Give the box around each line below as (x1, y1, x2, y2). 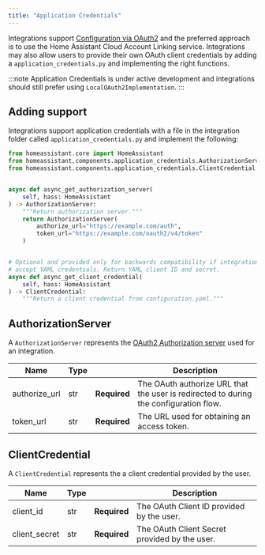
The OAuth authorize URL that (137, 379, 248, 390)
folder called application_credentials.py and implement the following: (8, 134, 239, 144)
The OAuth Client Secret (136, 523, 226, 534)
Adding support (8, 105, 88, 119)
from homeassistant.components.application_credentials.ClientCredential (8, 164, 256, 172)
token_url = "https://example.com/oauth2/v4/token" (36, 230, 203, 238)
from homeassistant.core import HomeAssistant (8, 149, 164, 158)
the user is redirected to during (137, 388, 252, 399)
